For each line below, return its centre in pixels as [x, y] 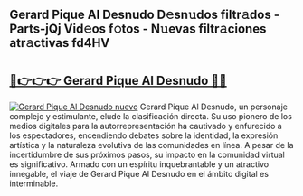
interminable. [34, 183]
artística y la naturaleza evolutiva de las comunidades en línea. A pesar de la [151, 145]
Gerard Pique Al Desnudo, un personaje [213, 107]
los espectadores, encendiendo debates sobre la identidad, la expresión [144, 135]
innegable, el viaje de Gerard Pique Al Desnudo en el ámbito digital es [139, 174]
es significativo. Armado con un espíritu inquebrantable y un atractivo [139, 164]
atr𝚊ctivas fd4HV [60, 43]
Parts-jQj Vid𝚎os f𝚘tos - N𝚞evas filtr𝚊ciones [138, 29]
